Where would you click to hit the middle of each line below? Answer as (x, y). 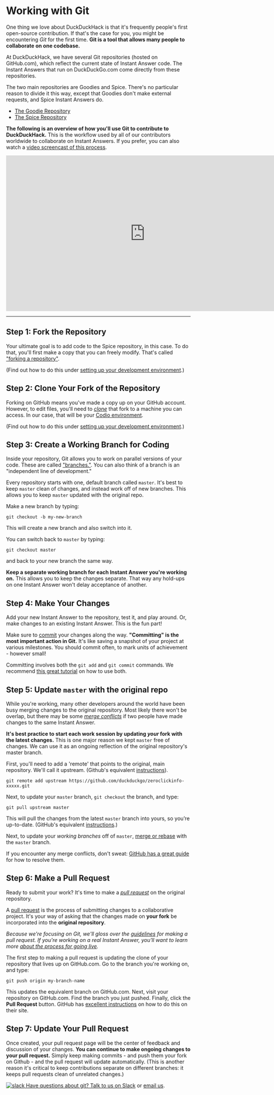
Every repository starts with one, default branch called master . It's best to (95, 482)
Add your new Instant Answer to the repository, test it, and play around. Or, (96, 617)
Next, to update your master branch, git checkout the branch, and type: (93, 797)
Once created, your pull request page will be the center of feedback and (93, 1043)
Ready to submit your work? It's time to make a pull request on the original (96, 892)
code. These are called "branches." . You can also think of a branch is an (93, 465)
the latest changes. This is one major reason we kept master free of (88, 740)
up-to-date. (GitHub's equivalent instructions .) (62, 824)
